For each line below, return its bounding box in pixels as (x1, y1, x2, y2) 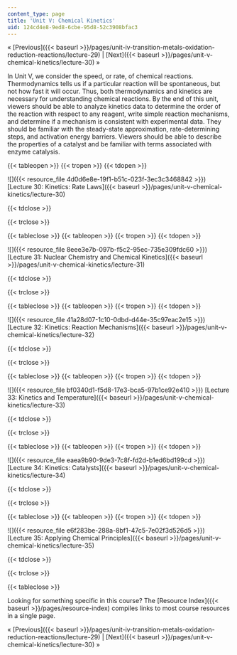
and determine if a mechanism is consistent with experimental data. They (7, 117, 221, 126)
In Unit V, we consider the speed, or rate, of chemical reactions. (7, 72, 194, 80)
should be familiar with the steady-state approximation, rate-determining (7, 125, 220, 134)
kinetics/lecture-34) (7, 471, 66, 480)
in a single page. (7, 612, 55, 620)
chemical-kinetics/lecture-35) (7, 541, 94, 550)
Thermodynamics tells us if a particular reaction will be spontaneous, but (7, 80, 221, 88)
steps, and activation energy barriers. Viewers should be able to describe (7, 132, 222, 141)
